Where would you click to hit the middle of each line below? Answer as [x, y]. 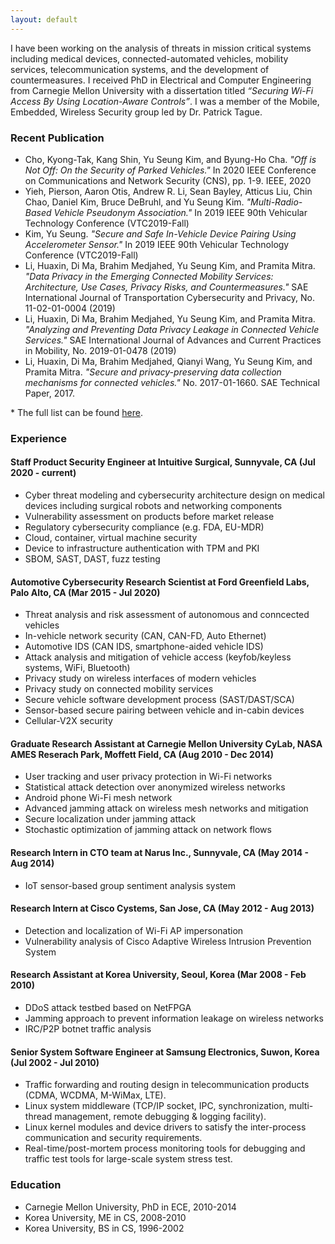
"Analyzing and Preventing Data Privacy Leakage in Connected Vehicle [172, 329]
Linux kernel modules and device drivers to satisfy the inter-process [165, 1127]
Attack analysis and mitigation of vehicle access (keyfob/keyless [158, 657]
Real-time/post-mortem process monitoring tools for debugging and [165, 1148]
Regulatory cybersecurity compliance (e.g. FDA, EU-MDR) [144, 527]
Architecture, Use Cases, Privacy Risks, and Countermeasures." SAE [166, 287]
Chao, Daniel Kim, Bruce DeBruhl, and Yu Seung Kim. [134, 202]
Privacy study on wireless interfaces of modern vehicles [140, 678]
